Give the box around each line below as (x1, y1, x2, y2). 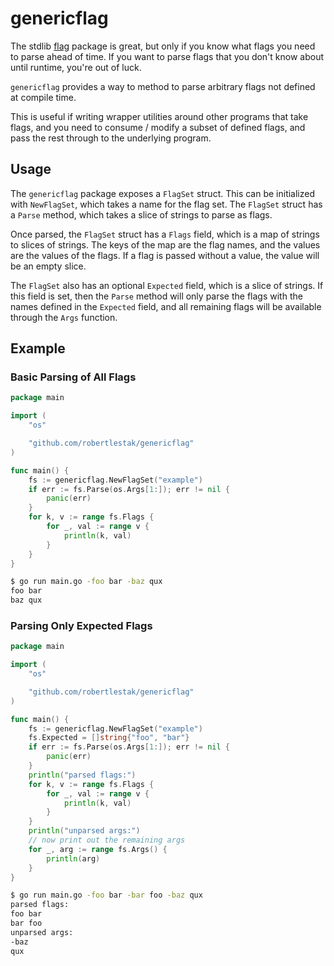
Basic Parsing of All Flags (10, 370, 137, 384)
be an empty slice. (10, 260, 87, 272)
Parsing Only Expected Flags (10, 618, 153, 632)
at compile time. (10, 91, 77, 103)
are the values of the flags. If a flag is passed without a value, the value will (10, 249, 320, 261)
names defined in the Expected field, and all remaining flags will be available (10, 300, 322, 312)
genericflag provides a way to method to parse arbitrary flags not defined (10, 80, 316, 92)
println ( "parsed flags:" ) (28, 770, 137, 780)
